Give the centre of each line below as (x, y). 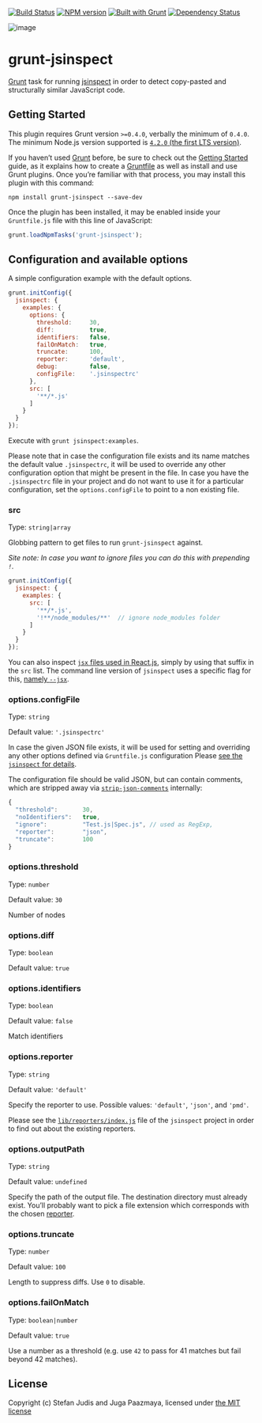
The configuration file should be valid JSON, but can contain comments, (125, 780)
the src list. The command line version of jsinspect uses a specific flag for (129, 671)
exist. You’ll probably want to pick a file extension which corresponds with (129, 1205)
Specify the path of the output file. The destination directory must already (128, 1197)
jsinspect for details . (43, 765)
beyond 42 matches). (43, 1359)
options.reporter (41, 1057)
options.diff (31, 935)
